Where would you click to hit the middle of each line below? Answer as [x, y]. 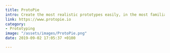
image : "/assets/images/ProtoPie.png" [46, 33]
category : [16, 24]
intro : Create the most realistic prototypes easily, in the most [77, 15]
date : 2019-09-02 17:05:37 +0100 [40, 38]
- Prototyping [20, 29]
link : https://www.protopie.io [38, 19]
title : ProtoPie [22, 10]
